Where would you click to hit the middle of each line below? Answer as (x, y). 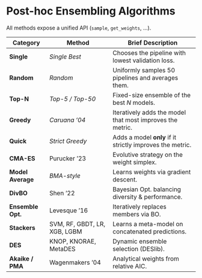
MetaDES (63, 248)
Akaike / (21, 259)
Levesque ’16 (69, 210)
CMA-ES (22, 158)
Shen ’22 (62, 193)
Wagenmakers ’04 (75, 262)
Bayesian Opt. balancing (147, 189)
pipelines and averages (145, 78)
